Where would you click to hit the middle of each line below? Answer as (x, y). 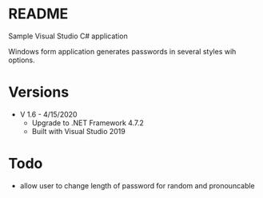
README (38, 14)
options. (22, 60)
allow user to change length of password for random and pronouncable (137, 185)
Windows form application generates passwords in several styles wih (122, 51)
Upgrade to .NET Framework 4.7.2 (88, 123)
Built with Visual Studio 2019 (78, 131)
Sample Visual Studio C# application (68, 36)
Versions (39, 92)
